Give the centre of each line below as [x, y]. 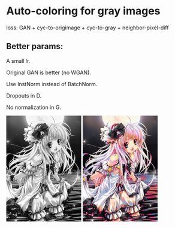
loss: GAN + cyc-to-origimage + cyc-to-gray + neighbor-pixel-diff [87, 28]
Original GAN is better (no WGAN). [49, 72]
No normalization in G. [34, 107]
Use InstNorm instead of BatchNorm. [52, 84]
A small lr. [18, 60]
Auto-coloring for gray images [83, 11]
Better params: [35, 46]
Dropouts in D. [24, 95]
